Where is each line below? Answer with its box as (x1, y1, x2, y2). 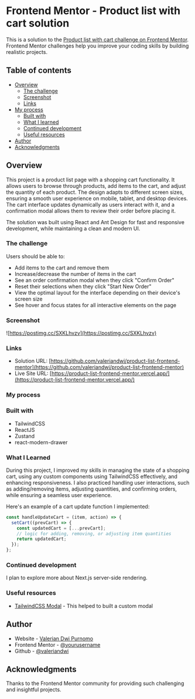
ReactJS (14, 426, 35, 433)
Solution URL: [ (14, 357, 51, 364)
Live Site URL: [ (14, 370, 52, 377)
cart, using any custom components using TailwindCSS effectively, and (6, 472, 177, 479)
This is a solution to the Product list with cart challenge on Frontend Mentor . (6, 36, 189, 43)
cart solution (6, 16, 70, 30)
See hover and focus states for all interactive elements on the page (14, 301, 177, 309)
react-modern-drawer (14, 438, 68, 445)
